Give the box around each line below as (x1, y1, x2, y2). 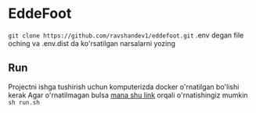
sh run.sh (8, 98, 41, 106)
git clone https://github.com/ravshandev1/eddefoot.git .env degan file (8, 30, 244, 40)
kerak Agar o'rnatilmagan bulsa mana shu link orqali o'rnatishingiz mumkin (8, 90, 248, 100)
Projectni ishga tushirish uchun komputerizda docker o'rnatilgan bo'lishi (8, 82, 240, 91)
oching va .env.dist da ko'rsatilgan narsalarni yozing (8, 38, 176, 48)
